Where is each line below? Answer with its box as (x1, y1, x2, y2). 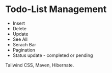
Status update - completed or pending (12, 52, 93, 58)
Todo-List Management (5, 4, 107, 15)
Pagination (12, 47, 36, 53)
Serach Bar (12, 41, 37, 47)
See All (12, 36, 28, 42)
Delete (12, 25, 27, 31)
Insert (12, 20, 25, 26)
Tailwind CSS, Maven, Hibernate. (5, 62, 74, 68)
